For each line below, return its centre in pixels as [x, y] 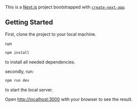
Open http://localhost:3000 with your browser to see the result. [69, 99]
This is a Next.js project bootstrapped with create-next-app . [66, 7]
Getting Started [29, 22]
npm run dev [17, 80]
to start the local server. [29, 89]
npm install [17, 53]
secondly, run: [20, 71]
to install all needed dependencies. [40, 62]
